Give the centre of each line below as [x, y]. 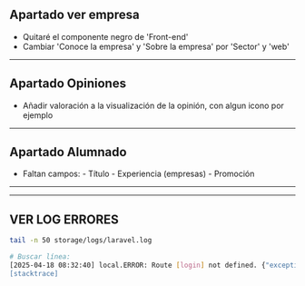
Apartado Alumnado [68, 152]
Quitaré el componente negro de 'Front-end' [105, 36]
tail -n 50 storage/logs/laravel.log [81, 241]
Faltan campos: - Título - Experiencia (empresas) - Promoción [138, 174]
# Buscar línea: [40, 257]
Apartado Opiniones [68, 84]
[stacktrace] [34, 273]
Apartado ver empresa [75, 15]
